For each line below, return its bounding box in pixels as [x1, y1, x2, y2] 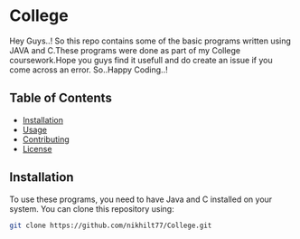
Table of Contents [9, 91, 113, 106]
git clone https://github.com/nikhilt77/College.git [9, 221, 212, 230]
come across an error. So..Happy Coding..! [9, 64, 169, 75]
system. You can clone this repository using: [9, 203, 174, 214]
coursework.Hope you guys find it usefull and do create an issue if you [9, 54, 273, 65]
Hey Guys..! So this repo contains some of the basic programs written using [9, 35, 292, 46]
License [22, 143, 52, 154]
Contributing [22, 133, 70, 145]
